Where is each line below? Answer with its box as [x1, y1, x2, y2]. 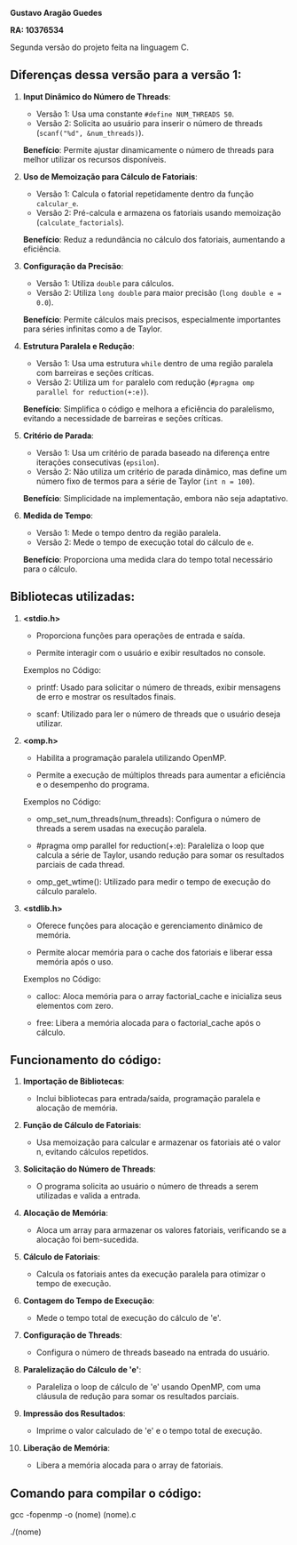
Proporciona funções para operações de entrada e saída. [35, 630, 246, 641]
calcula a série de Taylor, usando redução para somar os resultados [35, 849, 285, 861]
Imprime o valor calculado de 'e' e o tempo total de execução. [35, 1426, 262, 1437]
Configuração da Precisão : [22, 260, 124, 271]
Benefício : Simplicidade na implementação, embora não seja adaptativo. [22, 492, 289, 503]
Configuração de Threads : [22, 1330, 122, 1341]
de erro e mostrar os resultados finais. [35, 691, 176, 701]
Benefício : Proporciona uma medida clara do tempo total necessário [22, 554, 273, 564]
